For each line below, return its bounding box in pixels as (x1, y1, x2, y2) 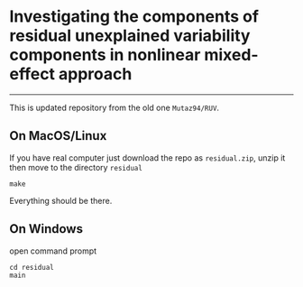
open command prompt (9, 245, 97, 256)
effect (9, 64, 56, 85)
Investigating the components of (9, 6, 260, 27)
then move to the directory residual (9, 162, 142, 172)
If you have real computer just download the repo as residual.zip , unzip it (9, 152, 286, 163)
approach (58, 64, 133, 85)
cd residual (9, 263, 54, 272)
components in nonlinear (9, 45, 201, 65)
